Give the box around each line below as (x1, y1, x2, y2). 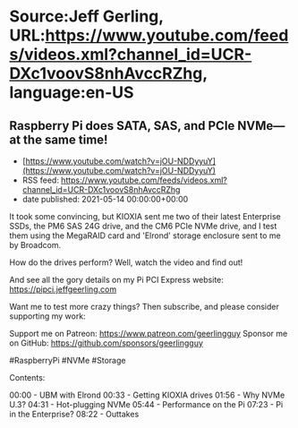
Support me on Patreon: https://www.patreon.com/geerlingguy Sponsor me (9, 329, 288, 338)
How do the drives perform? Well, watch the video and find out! (9, 257, 243, 268)
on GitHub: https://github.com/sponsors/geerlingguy (9, 338, 204, 348)
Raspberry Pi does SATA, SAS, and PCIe (9, 118, 235, 133)
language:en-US (9, 82, 134, 103)
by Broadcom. (9, 240, 61, 250)
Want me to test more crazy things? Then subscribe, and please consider (9, 302, 279, 312)
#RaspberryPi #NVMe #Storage (9, 355, 126, 365)
